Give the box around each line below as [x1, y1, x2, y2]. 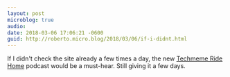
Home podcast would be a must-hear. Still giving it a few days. [7, 62, 186, 70]
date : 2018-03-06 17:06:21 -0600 [7, 29, 104, 36]
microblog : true [7, 16, 54, 23]
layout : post [7, 10, 45, 17]
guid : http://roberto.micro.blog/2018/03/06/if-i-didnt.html [7, 36, 188, 43]
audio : [7, 23, 26, 30]
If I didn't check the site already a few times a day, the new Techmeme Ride [7, 54, 223, 63]
